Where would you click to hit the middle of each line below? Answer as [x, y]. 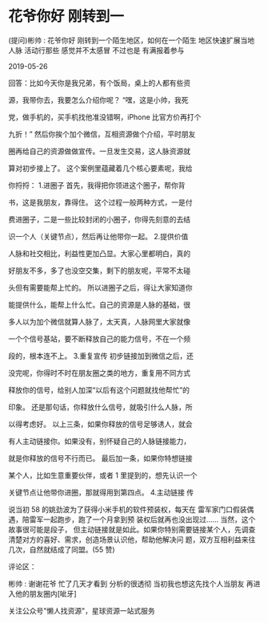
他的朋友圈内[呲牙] [46, 593]
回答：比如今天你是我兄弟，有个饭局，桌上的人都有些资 [99, 83]
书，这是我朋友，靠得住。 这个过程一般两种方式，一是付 [100, 202]
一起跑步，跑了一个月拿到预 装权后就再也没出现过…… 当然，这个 [149, 519]
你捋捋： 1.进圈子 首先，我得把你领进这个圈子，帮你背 [97, 185]
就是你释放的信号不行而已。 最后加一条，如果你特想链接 [100, 458]
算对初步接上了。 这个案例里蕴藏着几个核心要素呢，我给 [100, 168]
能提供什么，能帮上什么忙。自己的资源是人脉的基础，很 [99, 304]
